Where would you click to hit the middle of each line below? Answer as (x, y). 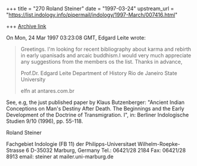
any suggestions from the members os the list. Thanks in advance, (101, 62)
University (33, 79)
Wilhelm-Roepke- (159, 144)
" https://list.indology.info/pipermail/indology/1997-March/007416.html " (92, 15)
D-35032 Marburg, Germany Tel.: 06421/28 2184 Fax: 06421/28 (108, 150)
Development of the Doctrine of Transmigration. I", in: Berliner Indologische (98, 115)
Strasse (15, 150)
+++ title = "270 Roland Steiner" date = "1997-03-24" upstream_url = (90, 9)
